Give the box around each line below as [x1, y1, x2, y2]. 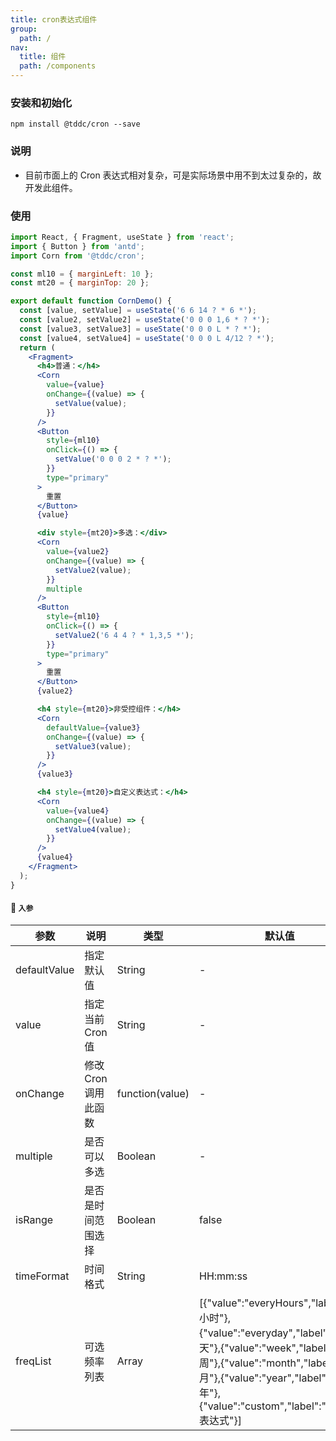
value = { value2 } [46, 547, 110, 557]
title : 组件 [19, 52, 67, 62]
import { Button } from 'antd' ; [10, 241, 145, 251]
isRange [15, 1212, 54, 1226]
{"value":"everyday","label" [199, 1326, 328, 1340]
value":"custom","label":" [207, 1399, 327, 1413]
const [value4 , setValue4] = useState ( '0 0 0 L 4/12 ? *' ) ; [19, 333, 275, 343]
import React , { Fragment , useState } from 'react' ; [10, 232, 235, 242]
